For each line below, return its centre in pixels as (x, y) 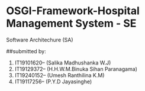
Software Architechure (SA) (40, 40)
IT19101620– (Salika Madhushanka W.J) (63, 63)
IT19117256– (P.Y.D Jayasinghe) (53, 82)
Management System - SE (71, 23)
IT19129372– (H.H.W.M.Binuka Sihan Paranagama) (76, 69)
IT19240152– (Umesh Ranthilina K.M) (59, 75)
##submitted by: (26, 51)
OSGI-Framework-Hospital (73, 11)
